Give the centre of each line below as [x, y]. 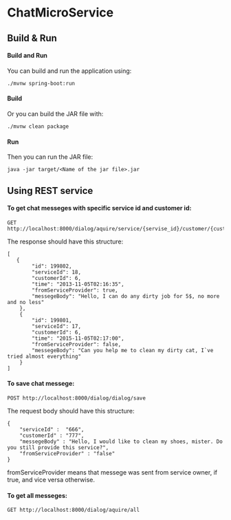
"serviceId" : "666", [52, 429]
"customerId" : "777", [52, 435]
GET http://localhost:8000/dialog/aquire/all [73, 510]
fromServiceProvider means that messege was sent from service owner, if [112, 472]
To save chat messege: [41, 384]
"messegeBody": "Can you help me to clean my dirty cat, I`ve [123, 350]
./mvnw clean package [38, 126]
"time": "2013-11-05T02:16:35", [78, 284]
